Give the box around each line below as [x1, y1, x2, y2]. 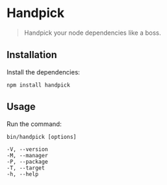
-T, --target [6, 164, 45, 172]
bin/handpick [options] [6, 133, 77, 140]
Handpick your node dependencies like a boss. [23, 28, 161, 37]
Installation [6, 49, 57, 61]
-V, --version [6, 145, 49, 153]
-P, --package [6, 158, 49, 165]
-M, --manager [6, 152, 49, 159]
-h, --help [6, 170, 39, 178]
